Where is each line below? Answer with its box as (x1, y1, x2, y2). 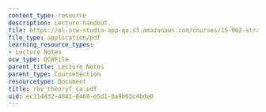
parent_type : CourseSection (8, 70, 101, 78)
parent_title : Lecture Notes (8, 63, 104, 71)
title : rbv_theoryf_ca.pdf (8, 84, 97, 93)
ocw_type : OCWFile (8, 56, 69, 64)
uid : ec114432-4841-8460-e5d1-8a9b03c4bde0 (8, 92, 154, 100)
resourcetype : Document (8, 77, 87, 85)
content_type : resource (8, 11, 87, 20)
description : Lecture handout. (8, 19, 112, 27)
